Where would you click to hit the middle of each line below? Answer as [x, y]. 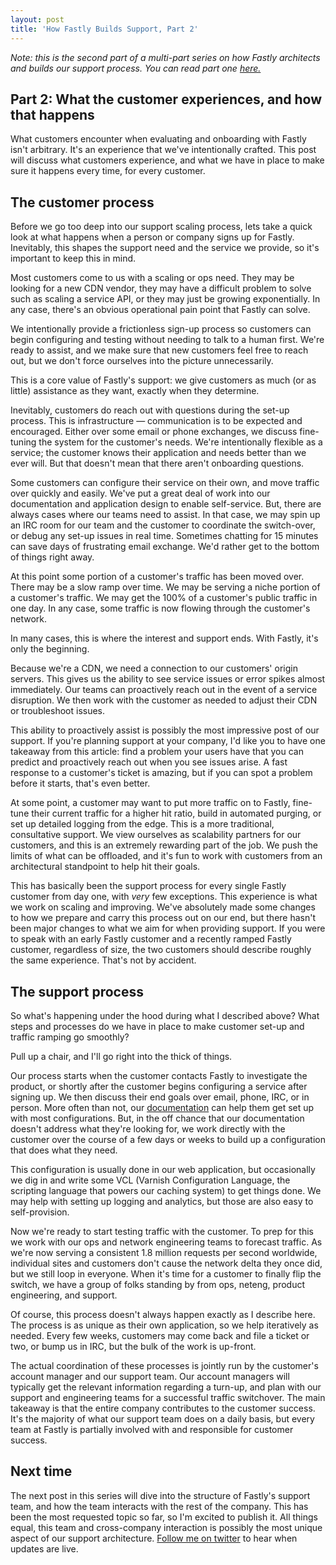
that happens [52, 114]
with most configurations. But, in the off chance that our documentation [157, 1118]
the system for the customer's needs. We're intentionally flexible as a [180, 442]
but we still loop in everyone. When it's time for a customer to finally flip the [166, 1273]
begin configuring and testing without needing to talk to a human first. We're [167, 340]
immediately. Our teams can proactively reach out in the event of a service [164, 690]
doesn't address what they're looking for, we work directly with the [148, 1128]
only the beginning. [50, 649]
